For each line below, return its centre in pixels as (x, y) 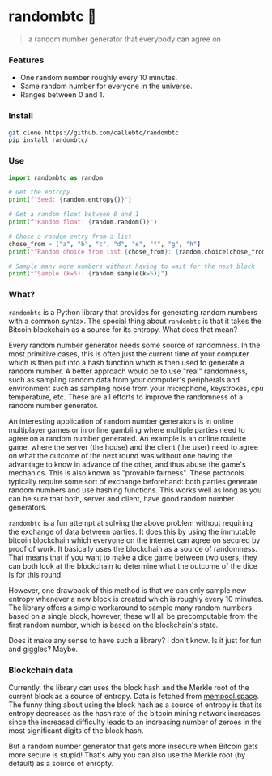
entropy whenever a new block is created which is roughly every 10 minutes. (136, 599)
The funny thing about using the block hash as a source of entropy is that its (136, 705)
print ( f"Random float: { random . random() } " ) (83, 222)
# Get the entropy (39, 192)
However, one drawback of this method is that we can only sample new (127, 590)
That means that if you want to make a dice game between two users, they (133, 557)
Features (26, 60)
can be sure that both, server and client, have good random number (121, 498)
